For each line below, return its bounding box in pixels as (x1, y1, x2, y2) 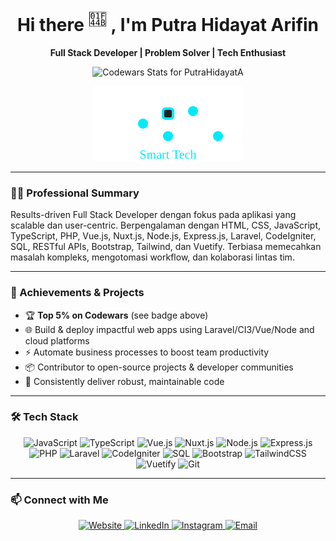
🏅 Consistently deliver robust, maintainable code (24, 375, 225, 387)
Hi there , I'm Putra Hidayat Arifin (16, 14, 320, 37)
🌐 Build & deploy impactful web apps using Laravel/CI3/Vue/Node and (24, 323, 315, 335)
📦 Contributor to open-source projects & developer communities (24, 361, 294, 373)
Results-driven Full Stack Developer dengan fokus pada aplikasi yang (10, 209, 297, 221)
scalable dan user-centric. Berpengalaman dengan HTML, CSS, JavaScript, (10, 219, 322, 232)
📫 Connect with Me (10, 493, 109, 507)
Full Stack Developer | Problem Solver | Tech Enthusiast (49, 46, 287, 58)
